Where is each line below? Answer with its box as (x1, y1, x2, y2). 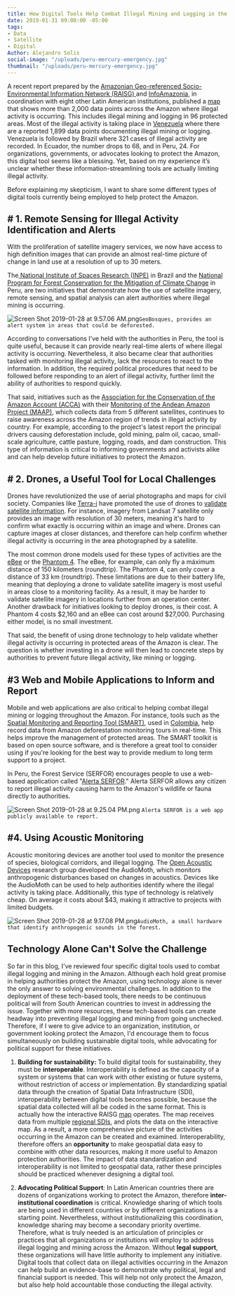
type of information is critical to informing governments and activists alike (7, 445, 220, 454)
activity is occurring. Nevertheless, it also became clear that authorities (7, 349, 213, 358)
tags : (7, 23, 23, 30)
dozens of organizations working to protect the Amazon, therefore (17, 1191, 209, 1199)
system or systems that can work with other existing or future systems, (17, 1072, 223, 1081)
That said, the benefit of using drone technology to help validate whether (7, 631, 219, 640)
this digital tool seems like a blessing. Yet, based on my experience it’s (7, 156, 210, 165)
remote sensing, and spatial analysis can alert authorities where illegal (7, 293, 210, 302)
